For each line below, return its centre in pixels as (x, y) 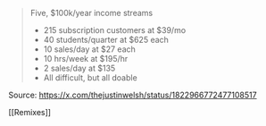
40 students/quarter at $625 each (106, 40)
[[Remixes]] (29, 112)
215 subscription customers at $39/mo (115, 30)
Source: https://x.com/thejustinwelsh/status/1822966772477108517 (133, 95)
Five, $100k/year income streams (91, 13)
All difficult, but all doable (90, 78)
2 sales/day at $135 (79, 68)
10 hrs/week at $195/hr (86, 59)
